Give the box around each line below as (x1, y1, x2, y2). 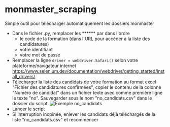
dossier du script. (12, 100, 49, 106)
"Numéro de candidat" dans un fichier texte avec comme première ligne (12, 89, 163, 96)
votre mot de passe (19, 52, 60, 58)
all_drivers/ (12, 73, 36, 79)
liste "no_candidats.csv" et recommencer (12, 116, 98, 122)
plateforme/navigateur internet (12, 62, 77, 69)
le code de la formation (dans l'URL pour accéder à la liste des (19, 36, 150, 42)
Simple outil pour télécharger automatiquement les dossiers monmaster (5, 20, 154, 26)
